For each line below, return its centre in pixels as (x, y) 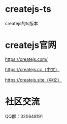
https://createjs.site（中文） (33, 80)
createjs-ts (28, 9)
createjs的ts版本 (22, 23)
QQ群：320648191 (24, 116)
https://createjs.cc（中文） (33, 69)
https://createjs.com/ (26, 59)
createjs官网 (31, 45)
